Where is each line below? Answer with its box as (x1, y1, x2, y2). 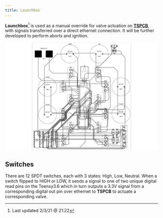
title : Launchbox (5, 8, 40, 13)
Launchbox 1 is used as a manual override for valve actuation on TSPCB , (5, 22, 149, 29)
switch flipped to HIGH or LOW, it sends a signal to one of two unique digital (5, 178, 157, 184)
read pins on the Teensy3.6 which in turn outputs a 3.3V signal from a (5, 184, 145, 189)
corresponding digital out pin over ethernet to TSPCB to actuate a (5, 188, 136, 194)
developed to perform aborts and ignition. (5, 33, 89, 39)
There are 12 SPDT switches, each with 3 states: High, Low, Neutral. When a (5, 173, 157, 179)
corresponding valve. (5, 194, 48, 200)
